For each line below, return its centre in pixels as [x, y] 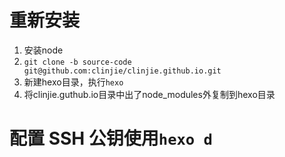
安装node [43, 50]
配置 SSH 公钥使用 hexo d [111, 138]
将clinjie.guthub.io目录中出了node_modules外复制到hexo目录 [149, 94]
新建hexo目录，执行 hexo [73, 82]
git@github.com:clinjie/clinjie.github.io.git [122, 71]
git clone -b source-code [77, 62]
